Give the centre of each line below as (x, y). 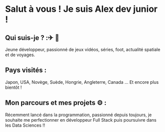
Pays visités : (26, 70)
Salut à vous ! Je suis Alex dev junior (81, 9)
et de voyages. (20, 55)
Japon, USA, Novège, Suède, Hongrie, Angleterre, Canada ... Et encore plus (82, 82)
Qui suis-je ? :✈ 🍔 (32, 38)
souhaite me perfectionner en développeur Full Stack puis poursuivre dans (81, 120)
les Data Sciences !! (25, 125)
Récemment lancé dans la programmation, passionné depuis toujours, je (78, 115)
